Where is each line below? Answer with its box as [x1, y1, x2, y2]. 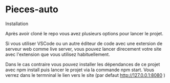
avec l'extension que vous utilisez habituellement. [5, 51, 110, 57]
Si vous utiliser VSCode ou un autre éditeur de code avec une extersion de [5, 40, 163, 47]
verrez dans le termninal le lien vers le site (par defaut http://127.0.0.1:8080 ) [5, 72, 165, 78]
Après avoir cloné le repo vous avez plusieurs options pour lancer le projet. [5, 30, 164, 36]
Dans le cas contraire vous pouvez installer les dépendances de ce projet [5, 61, 160, 67]
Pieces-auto [5, 4, 59, 15]
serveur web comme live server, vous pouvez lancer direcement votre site [5, 46, 162, 52]
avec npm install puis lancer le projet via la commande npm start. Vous [5, 67, 155, 73]
